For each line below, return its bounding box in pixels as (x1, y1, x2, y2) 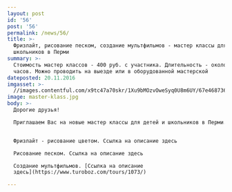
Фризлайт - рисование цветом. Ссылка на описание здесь (13, 137, 177, 144)
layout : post (7, 10, 45, 17)
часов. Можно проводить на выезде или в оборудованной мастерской (13, 68, 209, 75)
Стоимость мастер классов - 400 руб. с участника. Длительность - (13, 61, 209, 68)
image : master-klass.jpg (7, 94, 79, 101)
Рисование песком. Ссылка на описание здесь (13, 150, 144, 157)
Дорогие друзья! (13, 106, 60, 113)
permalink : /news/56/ (7, 29, 70, 37)
